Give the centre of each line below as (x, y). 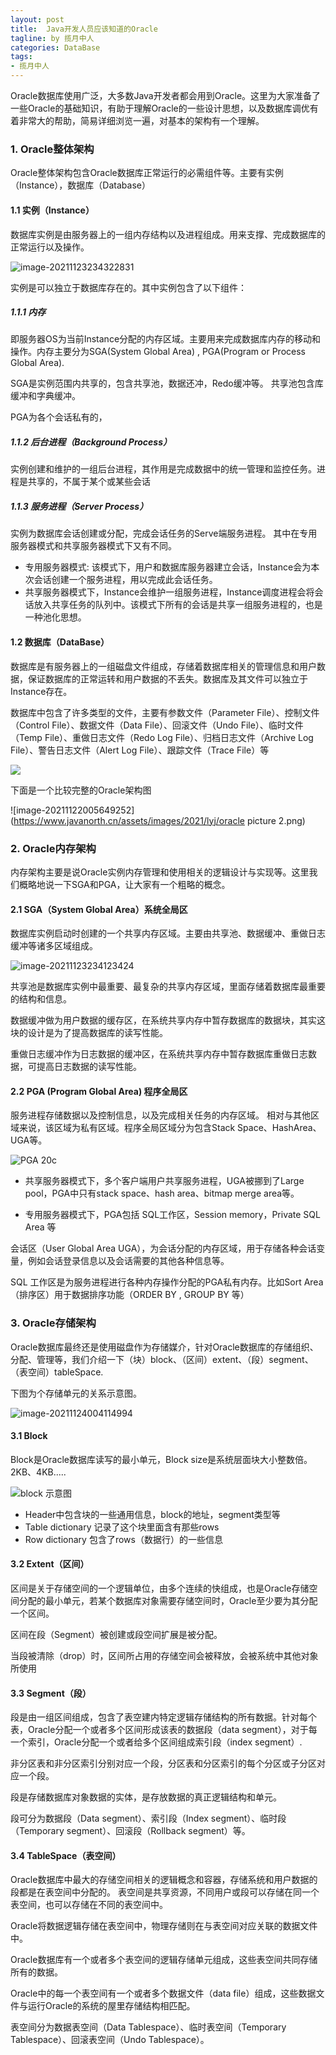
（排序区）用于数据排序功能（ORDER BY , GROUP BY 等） (130, 1295)
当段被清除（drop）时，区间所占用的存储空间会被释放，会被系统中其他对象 (164, 1656)
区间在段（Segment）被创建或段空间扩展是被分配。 (116, 1635)
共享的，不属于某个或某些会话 (89, 482)
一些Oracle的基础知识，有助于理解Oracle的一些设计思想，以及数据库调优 (160, 108)
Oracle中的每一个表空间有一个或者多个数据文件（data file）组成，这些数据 (163, 1993)
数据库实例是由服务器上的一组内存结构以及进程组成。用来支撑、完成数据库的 (168, 234)
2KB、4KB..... (38, 1472)
